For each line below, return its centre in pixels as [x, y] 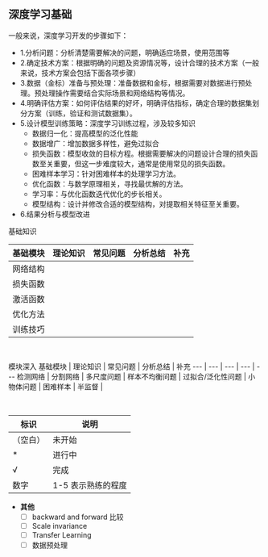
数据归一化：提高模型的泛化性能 [85, 133]
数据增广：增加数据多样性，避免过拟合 [95, 143]
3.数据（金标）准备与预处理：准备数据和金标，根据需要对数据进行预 [132, 82]
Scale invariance [60, 526]
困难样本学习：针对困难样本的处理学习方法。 [106, 174]
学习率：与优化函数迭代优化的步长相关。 [99, 194]
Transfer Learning [62, 534]
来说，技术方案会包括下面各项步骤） [80, 73]
